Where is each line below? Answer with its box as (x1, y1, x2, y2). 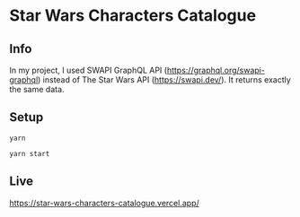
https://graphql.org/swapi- (166, 65, 265, 75)
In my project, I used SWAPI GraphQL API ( (9, 65, 168, 75)
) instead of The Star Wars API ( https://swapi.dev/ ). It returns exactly (37, 74, 292, 85)
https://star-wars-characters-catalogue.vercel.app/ (9, 197, 199, 208)
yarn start (9, 149, 50, 158)
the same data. (9, 84, 65, 94)
